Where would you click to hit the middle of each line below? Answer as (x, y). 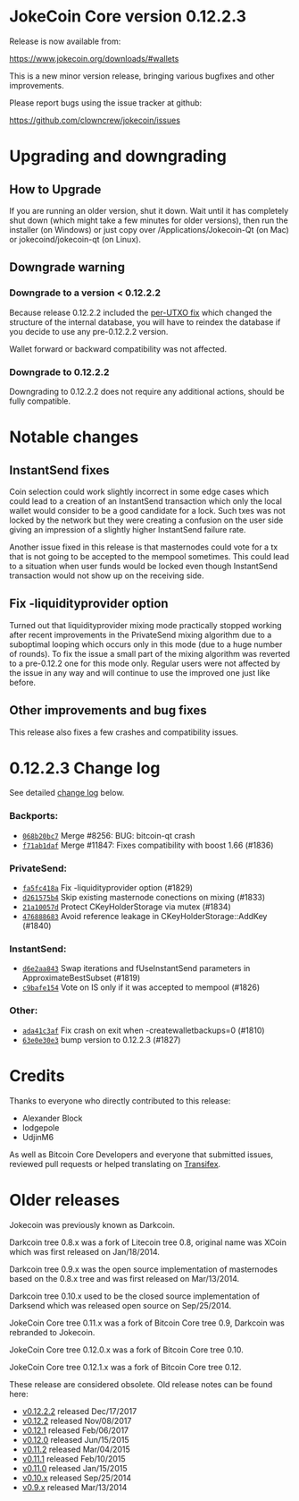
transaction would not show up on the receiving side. (107, 576)
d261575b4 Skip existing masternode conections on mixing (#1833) (144, 898)
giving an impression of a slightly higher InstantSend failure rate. (128, 529)
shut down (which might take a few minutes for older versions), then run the (149, 220)
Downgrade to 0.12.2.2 (59, 371)
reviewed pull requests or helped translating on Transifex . (115, 1164)
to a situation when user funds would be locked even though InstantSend (144, 566)
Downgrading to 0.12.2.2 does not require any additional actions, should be (147, 391)
